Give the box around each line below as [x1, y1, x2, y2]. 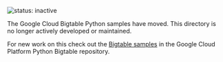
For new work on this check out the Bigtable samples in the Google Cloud [7, 40, 215, 48]
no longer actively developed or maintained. [7, 27, 132, 35]
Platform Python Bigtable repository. [7, 48, 110, 55]
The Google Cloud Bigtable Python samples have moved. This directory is [7, 20, 217, 27]
